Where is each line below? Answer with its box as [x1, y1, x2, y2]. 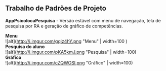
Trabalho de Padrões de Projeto [5, 4, 106, 13]
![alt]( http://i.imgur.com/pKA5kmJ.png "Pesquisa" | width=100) [5, 49, 137, 55]
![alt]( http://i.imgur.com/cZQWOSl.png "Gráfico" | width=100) [5, 59, 133, 65]
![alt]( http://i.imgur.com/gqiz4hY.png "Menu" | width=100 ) [5, 38, 128, 44]
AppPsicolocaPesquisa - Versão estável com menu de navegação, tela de [5, 17, 161, 23]
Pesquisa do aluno [5, 43, 45, 50]
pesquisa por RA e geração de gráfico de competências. [5, 23, 123, 29]
